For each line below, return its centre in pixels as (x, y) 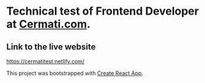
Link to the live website (51, 47)
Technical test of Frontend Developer (102, 11)
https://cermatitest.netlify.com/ (45, 61)
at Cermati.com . (48, 24)
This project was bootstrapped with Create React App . (75, 73)
